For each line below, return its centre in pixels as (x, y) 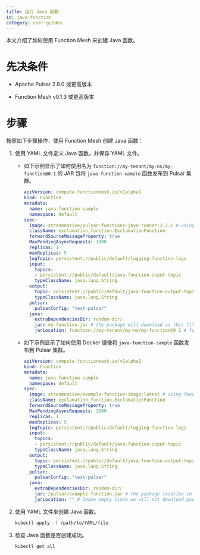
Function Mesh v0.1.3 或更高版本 (54, 97)
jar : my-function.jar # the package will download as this (110, 325)
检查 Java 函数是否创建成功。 (51, 535)
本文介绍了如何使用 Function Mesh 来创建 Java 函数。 (72, 40)
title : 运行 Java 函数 (32, 12)
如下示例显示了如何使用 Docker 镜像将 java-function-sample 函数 (104, 342)
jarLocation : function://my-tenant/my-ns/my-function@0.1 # (111, 331)
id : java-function (29, 17)
